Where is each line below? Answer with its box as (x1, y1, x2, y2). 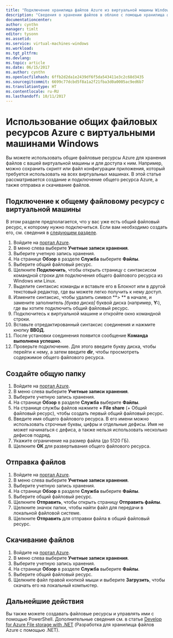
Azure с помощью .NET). (6, 627, 60, 633)
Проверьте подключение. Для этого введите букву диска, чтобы (13, 343, 156, 350)
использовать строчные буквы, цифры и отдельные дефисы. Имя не (13, 421, 164, 427)
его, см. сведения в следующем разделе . (6, 229, 98, 236)
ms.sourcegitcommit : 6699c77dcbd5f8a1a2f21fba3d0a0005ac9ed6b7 (6, 79, 144, 84)
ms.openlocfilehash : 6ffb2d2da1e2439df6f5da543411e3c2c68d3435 (6, 75, 144, 80)
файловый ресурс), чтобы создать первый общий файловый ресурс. (13, 410, 164, 416)
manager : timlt (6, 27, 39, 32)
